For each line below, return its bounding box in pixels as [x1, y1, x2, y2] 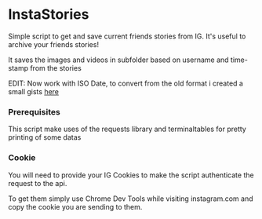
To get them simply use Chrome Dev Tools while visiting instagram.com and [8, 194, 253, 203]
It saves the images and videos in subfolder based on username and [8, 55, 229, 64]
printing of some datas [8, 133, 82, 142]
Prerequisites [8, 106, 60, 117]
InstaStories [8, 5, 89, 24]
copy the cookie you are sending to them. [8, 202, 143, 211]
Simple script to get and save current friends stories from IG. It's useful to [8, 31, 246, 41]
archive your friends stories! [8, 39, 100, 49]
